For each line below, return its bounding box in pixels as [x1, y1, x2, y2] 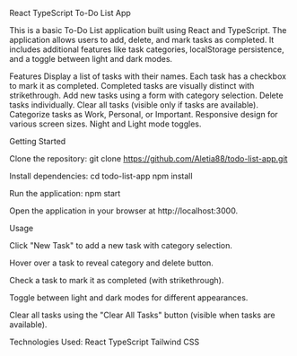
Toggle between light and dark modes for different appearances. [9, 292, 249, 303]
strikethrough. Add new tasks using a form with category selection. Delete [9, 90, 284, 100]
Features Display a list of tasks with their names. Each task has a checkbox [9, 71, 287, 82]
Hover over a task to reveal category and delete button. [9, 257, 214, 268]
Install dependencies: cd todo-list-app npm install [9, 170, 193, 181]
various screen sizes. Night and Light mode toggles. [9, 118, 202, 129]
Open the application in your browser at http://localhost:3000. [9, 205, 239, 216]
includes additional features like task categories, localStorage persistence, [9, 44, 284, 55]
